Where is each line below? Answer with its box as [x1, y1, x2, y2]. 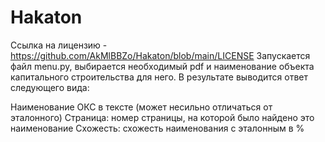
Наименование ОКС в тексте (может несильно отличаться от [10, 101, 273, 113]
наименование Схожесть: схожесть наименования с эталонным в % [10, 122, 305, 134]
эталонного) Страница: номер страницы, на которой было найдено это [10, 111, 315, 123]
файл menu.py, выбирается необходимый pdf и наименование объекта [10, 60, 315, 72]
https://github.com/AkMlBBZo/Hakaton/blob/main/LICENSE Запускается [10, 49, 311, 61]
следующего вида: [10, 81, 90, 93]
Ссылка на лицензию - [10, 39, 108, 51]
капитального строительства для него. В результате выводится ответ [10, 71, 309, 83]
